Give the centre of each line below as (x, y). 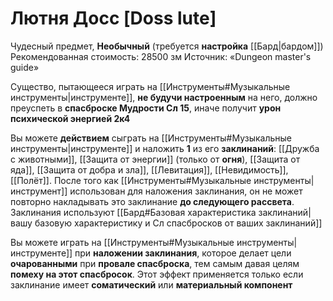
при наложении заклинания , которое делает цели (183, 253)
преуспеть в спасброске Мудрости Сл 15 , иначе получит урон (146, 108)
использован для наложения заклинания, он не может (186, 191)
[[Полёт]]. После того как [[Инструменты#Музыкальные (131, 180)
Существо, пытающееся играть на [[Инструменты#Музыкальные (150, 86)
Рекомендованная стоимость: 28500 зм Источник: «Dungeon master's (161, 56)
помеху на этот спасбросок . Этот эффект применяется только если (157, 274)
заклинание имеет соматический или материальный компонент (151, 284)
